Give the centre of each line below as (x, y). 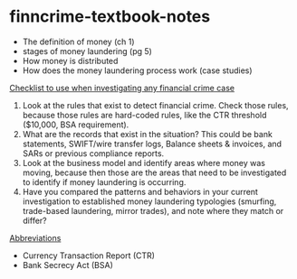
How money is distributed (70, 60)
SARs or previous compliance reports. (93, 153)
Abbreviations (35, 237)
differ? (34, 220)
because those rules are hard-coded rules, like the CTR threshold (144, 115)
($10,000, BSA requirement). (76, 125)
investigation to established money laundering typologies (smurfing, (149, 201)
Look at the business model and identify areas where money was (144, 163)
